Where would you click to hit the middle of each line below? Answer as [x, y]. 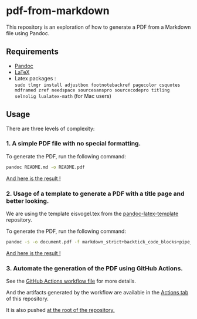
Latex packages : [35, 78]
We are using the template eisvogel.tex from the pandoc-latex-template [92, 214]
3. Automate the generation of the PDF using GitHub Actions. [94, 268]
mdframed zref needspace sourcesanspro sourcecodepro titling [92, 90]
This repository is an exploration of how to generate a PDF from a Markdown [98, 27]
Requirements [32, 52]
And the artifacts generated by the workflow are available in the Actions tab [97, 293]
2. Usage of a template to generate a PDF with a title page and [95, 194]
